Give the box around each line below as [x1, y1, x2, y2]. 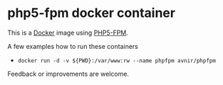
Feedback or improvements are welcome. [7, 69, 130, 78]
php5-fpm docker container [7, 5, 176, 21]
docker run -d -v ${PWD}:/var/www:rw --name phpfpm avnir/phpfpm [17, 57, 216, 64]
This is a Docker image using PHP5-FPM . [7, 28, 128, 37]
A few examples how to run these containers [7, 42, 139, 50]
